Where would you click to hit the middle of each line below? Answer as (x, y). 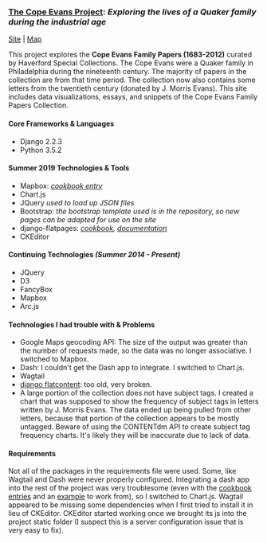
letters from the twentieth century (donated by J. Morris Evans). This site (128, 88)
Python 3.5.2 (41, 150)
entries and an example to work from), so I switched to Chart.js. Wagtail (126, 497)
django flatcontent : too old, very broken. (86, 385)
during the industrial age (57, 21)
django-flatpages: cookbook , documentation (93, 228)
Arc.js (29, 306)
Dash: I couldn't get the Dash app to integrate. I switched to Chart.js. (132, 368)
